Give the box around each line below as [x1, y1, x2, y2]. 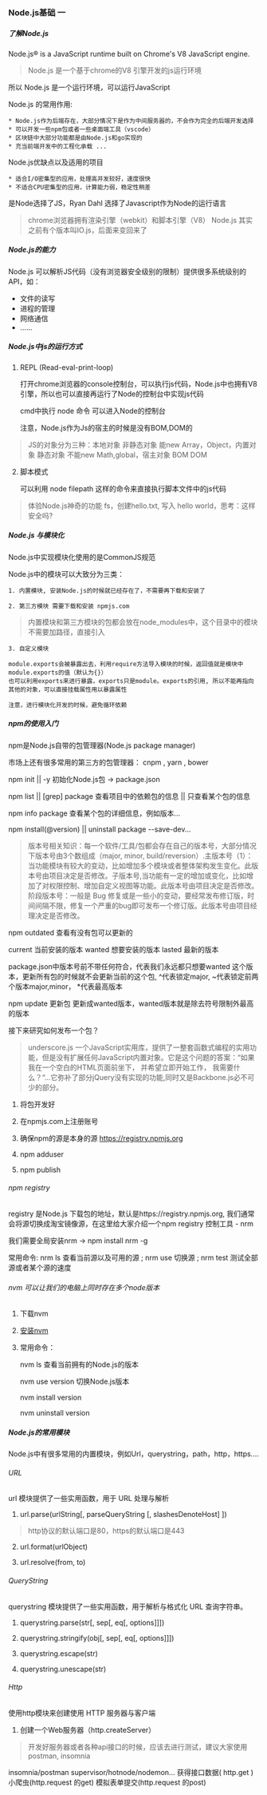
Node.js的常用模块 [8, 1428, 70, 1437]
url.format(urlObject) [19, 1542, 88, 1551]
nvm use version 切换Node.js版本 [19, 1376, 130, 1387]
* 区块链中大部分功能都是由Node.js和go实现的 [8, 133, 143, 141]
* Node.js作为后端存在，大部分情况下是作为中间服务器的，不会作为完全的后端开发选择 [8, 117, 254, 125]
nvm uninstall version [19, 1408, 90, 1418]
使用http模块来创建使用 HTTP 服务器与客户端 [8, 1708, 156, 1718]
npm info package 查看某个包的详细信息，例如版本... [8, 808, 181, 818]
